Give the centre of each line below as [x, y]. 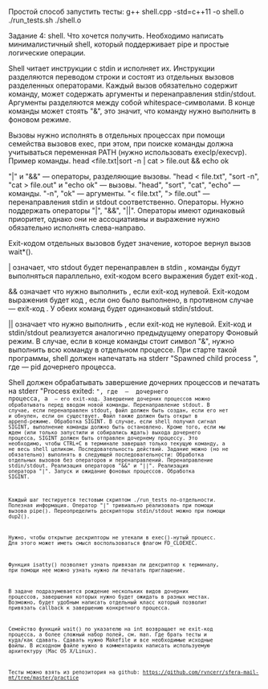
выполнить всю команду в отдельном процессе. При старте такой [123, 350]
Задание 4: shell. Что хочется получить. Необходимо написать [116, 36]
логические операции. [47, 53]
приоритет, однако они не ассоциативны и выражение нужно [114, 219]
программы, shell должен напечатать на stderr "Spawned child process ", [133, 358]
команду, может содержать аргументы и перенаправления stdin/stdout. [132, 94]
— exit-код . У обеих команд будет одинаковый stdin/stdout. [111, 308]
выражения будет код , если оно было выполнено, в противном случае [131, 300]
